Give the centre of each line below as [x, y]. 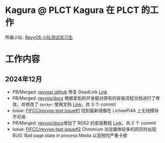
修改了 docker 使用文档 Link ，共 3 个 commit [71, 104]
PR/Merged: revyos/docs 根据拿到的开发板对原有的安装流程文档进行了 [84, 98]
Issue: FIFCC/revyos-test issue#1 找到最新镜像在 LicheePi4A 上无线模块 [85, 110]
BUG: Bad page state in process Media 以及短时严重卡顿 [70, 135]
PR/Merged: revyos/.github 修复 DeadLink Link [60, 92]
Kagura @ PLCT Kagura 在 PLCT [72, 10]
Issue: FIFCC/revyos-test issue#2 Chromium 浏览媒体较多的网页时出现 [84, 129]
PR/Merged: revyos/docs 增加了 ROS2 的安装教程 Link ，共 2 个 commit [84, 123]
